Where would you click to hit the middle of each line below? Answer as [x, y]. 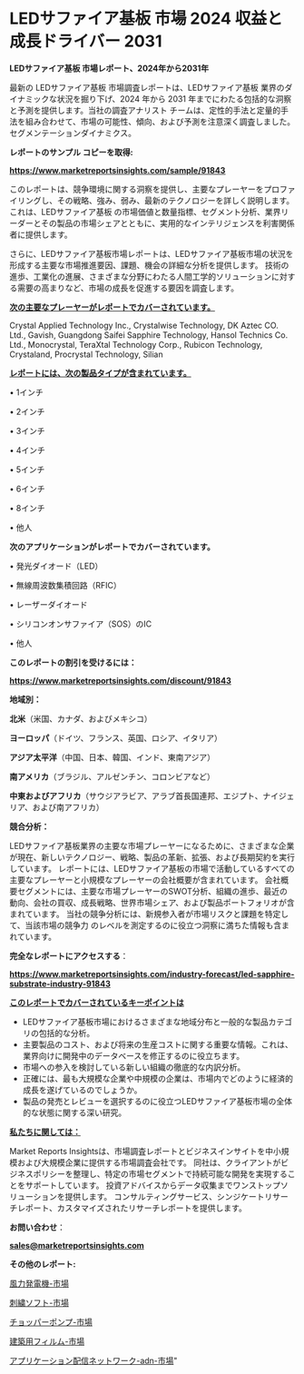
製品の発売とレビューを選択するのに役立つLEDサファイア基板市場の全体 [157, 1101]
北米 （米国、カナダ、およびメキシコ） [81, 718]
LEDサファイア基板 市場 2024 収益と [146, 19]
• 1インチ [26, 392]
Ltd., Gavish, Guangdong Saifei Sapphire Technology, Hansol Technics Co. [149, 335]
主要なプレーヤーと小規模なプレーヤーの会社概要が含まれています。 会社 [145, 880]
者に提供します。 [41, 234]
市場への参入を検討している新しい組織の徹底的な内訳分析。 [134, 1067]
